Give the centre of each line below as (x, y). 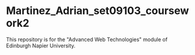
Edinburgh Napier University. (41, 46)
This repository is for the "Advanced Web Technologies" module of (87, 39)
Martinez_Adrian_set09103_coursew (97, 11)
